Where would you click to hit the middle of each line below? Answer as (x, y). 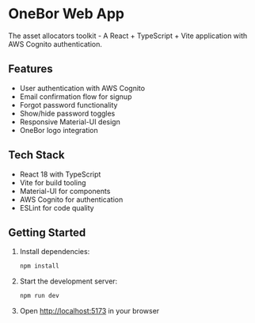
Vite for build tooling (53, 182)
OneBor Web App (67, 14)
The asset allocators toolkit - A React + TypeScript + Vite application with (128, 36)
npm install (39, 266)
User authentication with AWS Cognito (82, 88)
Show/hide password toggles (67, 113)
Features (30, 69)
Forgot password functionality (69, 104)
